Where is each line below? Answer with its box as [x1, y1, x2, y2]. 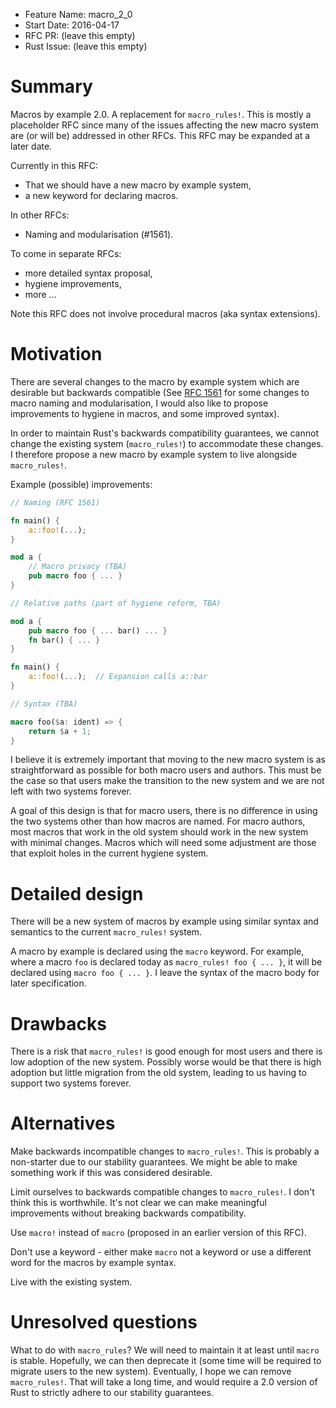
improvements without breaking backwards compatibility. [10, 1207, 247, 1219]
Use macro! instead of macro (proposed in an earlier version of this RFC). [10, 1227, 307, 1239]
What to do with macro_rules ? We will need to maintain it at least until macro [10, 1344, 320, 1356]
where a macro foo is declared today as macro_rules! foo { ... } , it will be [10, 956, 323, 968]
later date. [10, 140, 53, 152]
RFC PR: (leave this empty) [24, 30, 136, 41]
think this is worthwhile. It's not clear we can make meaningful [10, 1197, 267, 1209]
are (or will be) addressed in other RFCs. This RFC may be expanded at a [10, 129, 311, 141]
